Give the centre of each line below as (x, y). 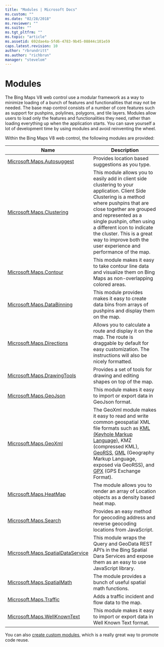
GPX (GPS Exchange (117, 471)
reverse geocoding (115, 524)
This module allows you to (123, 173)
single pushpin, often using (124, 222)
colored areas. (110, 284)
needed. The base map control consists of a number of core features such (80, 108)
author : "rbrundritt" (27, 50)
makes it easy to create (120, 299)
